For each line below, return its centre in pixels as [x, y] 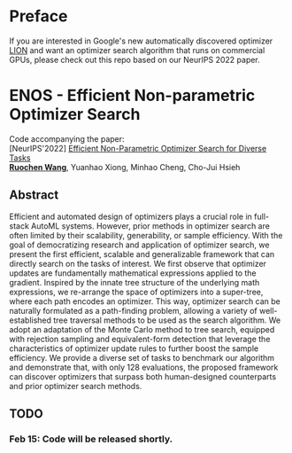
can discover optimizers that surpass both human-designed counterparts [143, 376]
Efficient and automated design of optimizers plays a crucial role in [131, 216]
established [30, 320]
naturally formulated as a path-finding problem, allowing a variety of [134, 310]
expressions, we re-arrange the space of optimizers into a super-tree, [136, 292]
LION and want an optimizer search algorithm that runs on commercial [137, 50]
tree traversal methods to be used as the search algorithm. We [167, 320]
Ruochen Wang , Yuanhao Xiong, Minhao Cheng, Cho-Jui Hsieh [125, 167]
